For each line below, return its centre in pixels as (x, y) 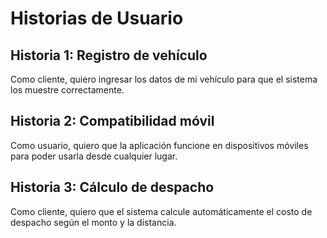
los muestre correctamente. (67, 90)
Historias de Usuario (97, 18)
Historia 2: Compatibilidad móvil (112, 121)
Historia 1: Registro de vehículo (109, 55)
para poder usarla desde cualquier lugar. (94, 156)
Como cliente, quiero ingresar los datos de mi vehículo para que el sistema (164, 79)
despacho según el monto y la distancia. (93, 222)
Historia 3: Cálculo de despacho (112, 187)
